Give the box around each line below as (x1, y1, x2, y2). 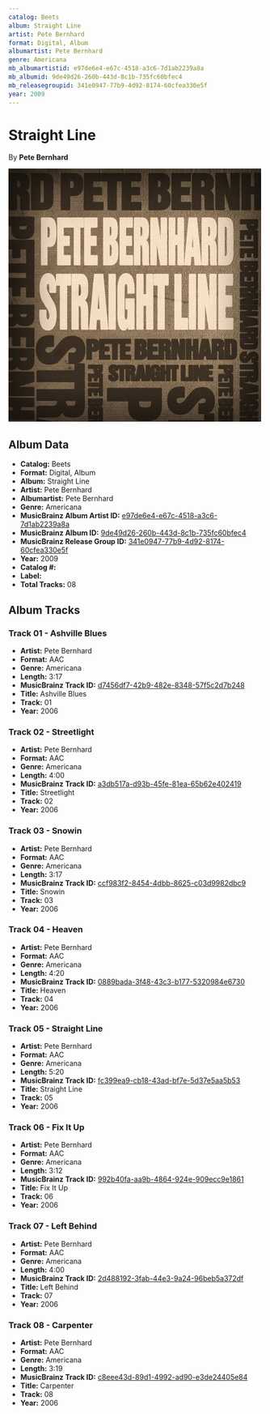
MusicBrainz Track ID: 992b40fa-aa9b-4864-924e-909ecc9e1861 (19, 1174, 244, 1184)
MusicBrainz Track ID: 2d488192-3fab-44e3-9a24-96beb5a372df (19, 1273, 244, 1283)
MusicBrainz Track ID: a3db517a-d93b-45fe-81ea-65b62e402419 (19, 779, 242, 789)
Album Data (8, 437, 70, 451)
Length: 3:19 (19, 1364, 63, 1374)
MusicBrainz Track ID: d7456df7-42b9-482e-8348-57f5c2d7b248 (19, 680, 245, 690)
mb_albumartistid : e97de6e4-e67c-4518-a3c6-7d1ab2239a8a (8, 65, 205, 73)
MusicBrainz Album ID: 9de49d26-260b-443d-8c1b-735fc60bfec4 (19, 528, 247, 538)
